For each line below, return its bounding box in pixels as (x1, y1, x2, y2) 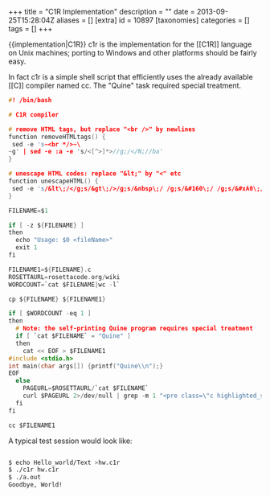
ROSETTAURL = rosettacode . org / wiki (8, 273, 121, 281)
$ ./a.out (8, 474, 42, 482)
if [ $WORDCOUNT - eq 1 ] (8, 310, 92, 318)
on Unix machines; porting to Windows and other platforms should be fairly (8, 48, 257, 57)
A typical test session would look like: (8, 436, 133, 446)
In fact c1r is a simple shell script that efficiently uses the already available (8, 72, 253, 81)
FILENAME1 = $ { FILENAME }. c (8, 265, 92, 273)
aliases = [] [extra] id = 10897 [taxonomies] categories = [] (55, 15, 251, 25)
